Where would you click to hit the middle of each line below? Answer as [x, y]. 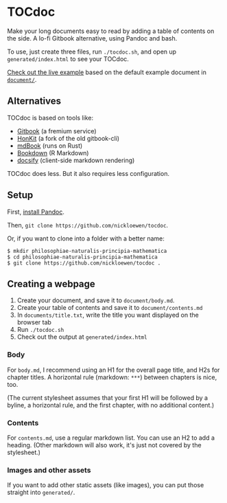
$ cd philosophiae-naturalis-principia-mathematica [82, 257]
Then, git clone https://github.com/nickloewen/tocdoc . [88, 225]
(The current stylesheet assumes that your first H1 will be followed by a [107, 398]
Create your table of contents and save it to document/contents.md [110, 308]
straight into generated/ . [41, 493]
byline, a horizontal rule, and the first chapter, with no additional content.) [111, 405]
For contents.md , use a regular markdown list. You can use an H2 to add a [111, 438]
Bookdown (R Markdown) [53, 153]
